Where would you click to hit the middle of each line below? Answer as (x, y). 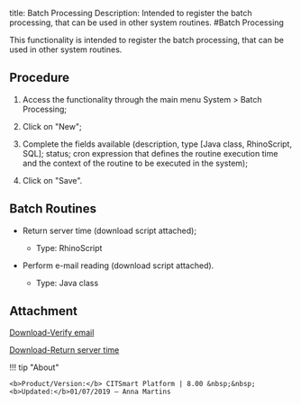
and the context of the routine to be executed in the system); (135, 163)
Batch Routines (53, 209)
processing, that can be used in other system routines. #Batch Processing (146, 22)
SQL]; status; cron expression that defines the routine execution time (150, 153)
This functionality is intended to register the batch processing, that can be (146, 40)
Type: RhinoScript (69, 247)
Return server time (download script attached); (109, 230)
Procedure (40, 78)
